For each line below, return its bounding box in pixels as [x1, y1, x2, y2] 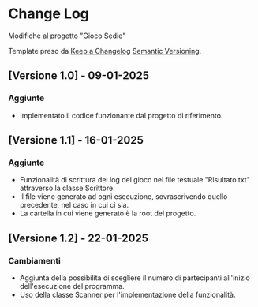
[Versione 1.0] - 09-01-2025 [8, 69, 150, 83]
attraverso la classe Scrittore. [19, 183, 116, 193]
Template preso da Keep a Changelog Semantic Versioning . [8, 46, 202, 55]
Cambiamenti [8, 255, 62, 266]
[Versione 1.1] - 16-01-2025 [8, 133, 144, 147]
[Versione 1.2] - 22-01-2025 [8, 231, 148, 245]
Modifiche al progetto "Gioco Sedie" [8, 31, 126, 40]
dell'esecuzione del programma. [19, 282, 125, 290]
